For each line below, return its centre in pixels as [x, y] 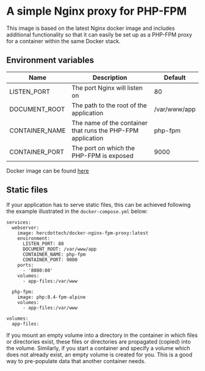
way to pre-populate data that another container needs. [76, 361]
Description [110, 77]
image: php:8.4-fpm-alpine [52, 297]
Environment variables [50, 60]
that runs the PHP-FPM [105, 131]
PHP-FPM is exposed [103, 156]
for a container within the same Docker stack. [63, 41]
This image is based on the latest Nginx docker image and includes [91, 28]
